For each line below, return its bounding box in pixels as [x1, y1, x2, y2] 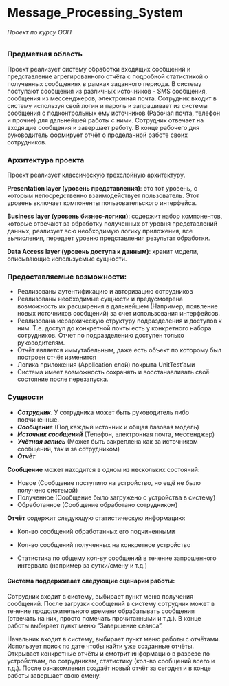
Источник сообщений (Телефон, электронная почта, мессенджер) [17, 430, 215, 438]
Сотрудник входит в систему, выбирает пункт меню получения [7, 592, 194, 600]
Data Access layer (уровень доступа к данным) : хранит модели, [7, 248, 199, 256]
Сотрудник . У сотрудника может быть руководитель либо [17, 408, 190, 416]
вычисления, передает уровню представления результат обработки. [7, 234, 210, 242]
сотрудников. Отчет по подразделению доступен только [17, 332, 184, 340]
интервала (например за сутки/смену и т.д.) [17, 561, 148, 569]
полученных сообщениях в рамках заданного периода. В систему [7, 79, 202, 87]
